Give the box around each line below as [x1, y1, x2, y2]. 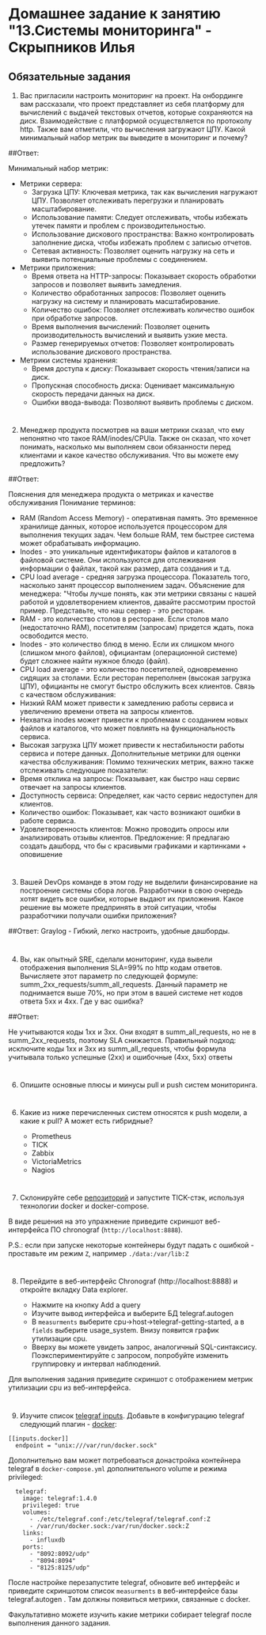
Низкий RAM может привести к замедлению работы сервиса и [19, 698, 234, 708]
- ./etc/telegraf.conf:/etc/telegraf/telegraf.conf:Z [28, 1515, 211, 1523]
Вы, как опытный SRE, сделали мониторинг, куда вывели [19, 954, 213, 964]
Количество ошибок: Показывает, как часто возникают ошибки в [19, 808, 241, 817]
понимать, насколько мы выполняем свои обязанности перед [19, 442, 231, 452]
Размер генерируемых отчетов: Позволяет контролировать [31, 339, 235, 348]
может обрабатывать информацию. [19, 539, 141, 548]
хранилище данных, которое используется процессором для [19, 522, 227, 531]
